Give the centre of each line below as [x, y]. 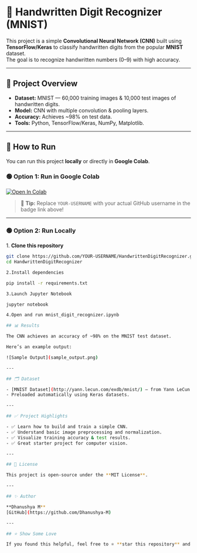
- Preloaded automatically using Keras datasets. [68, 395]
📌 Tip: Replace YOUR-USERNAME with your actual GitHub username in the [105, 203]
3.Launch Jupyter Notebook [39, 294]
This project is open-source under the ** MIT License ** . [77, 475]
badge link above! [42, 209]
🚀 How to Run [31, 147]
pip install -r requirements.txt [47, 283]
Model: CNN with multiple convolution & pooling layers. [81, 110]
